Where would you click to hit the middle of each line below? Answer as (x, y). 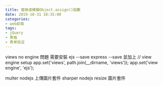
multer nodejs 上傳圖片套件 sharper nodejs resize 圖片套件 (65, 78)
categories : (17, 19)
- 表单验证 (15, 42)
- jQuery (14, 33)
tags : (11, 28)
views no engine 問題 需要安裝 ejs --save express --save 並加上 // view (78, 57)
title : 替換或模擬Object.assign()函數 (43, 10)
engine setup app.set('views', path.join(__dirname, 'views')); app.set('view (81, 62)
